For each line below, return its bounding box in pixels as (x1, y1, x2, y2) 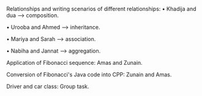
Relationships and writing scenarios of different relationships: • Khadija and (6, 6, 197, 12)
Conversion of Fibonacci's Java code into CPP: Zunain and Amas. (6, 71, 172, 78)
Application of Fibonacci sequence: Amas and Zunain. (6, 59, 143, 66)
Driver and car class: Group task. (6, 83, 89, 90)
